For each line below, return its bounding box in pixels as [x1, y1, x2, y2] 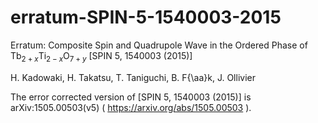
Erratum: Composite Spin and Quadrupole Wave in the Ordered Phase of [10, 39, 308, 51]
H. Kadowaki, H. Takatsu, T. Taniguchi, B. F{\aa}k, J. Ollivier [10, 71, 256, 83]
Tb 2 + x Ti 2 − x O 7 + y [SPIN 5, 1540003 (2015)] [10, 49, 193, 64]
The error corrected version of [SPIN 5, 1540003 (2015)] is [10, 91, 252, 103]
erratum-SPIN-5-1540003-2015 [10, 6, 282, 29]
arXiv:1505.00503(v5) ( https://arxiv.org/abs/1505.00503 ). [10, 101, 252, 113]
